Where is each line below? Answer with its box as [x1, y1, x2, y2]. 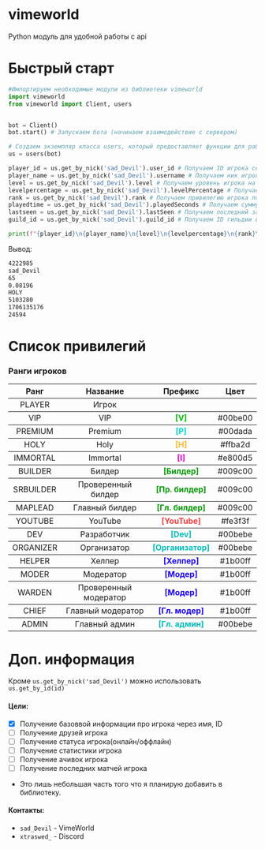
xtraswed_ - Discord [19, 832, 84, 841]
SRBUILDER [13, 484, 57, 495]
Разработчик [80, 529, 130, 540]
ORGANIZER [12, 542, 58, 553]
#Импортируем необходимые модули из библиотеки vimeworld [8, 85, 203, 93]
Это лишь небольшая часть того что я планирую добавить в [19, 779, 223, 788]
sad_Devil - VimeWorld [19, 823, 95, 833]
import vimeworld [8, 92, 65, 100]
